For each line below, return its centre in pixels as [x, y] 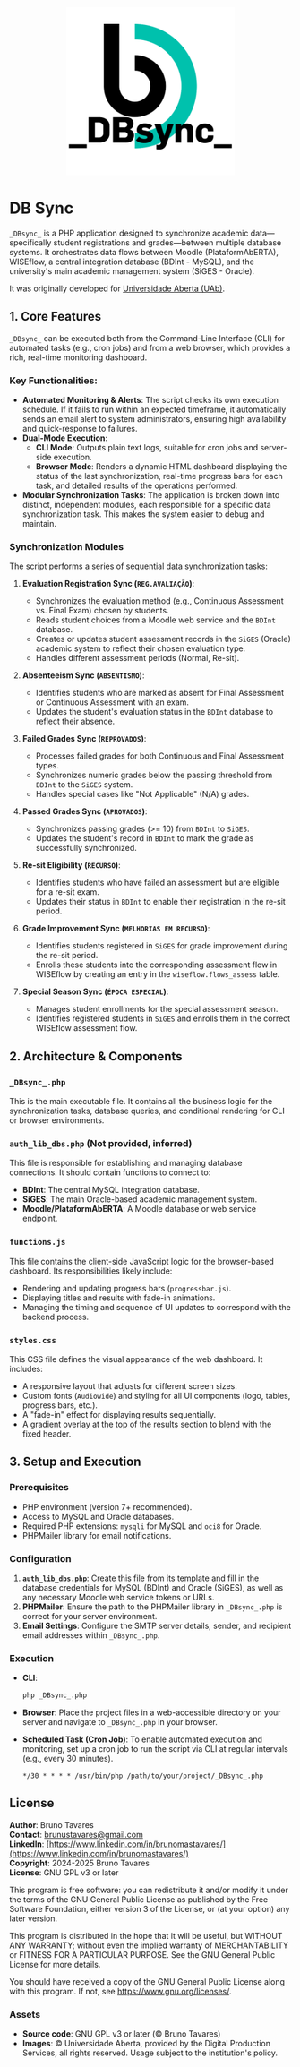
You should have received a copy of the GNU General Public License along [147, 1981]
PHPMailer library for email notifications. [97, 1535]
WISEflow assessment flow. [86, 1028]
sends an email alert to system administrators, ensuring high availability [154, 419]
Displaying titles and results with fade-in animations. [119, 1298]
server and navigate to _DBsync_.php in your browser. [120, 1722]
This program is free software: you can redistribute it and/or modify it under [149, 1890]
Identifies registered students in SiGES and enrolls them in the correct [163, 1018]
